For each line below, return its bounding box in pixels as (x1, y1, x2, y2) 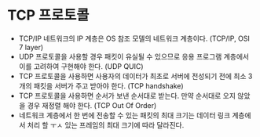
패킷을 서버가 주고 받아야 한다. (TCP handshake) (33, 81, 184, 90)
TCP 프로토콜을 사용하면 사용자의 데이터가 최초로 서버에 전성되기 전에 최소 (18, 71, 247, 81)
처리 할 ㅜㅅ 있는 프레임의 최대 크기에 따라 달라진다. (27, 120, 185, 129)
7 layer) (18, 42, 44, 52)
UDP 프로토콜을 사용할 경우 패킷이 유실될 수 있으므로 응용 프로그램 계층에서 (18, 52, 249, 61)
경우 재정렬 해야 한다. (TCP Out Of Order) (27, 100, 157, 110)
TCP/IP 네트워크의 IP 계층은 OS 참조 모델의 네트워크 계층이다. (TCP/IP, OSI (18, 34, 251, 43)
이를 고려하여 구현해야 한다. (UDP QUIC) (18, 61, 144, 70)
